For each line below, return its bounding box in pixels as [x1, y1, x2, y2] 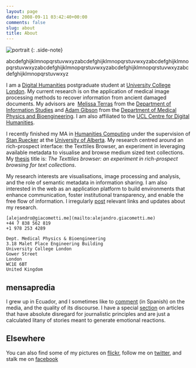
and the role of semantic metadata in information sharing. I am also [6, 179, 168, 186]
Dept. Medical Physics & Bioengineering [6, 236, 106, 242]
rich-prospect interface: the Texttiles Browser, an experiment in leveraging [6, 143, 185, 150]
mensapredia [6, 282, 56, 292]
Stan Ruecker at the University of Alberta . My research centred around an [6, 137, 184, 144]
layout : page [6, 8, 38, 15]
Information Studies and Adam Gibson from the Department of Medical [6, 107, 177, 114]
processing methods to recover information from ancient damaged [6, 94, 167, 101]
